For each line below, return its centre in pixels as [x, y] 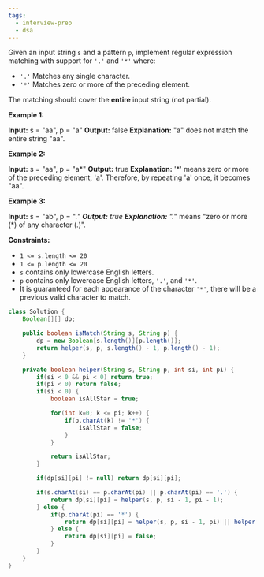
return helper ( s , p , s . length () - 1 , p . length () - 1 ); [128, 348]
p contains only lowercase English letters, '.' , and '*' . [108, 281]
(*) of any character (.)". [47, 225]
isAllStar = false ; [111, 428]
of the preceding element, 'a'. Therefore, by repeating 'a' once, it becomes [129, 177]
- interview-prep [44, 23]
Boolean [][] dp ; [49, 319]
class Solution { [37, 312]
